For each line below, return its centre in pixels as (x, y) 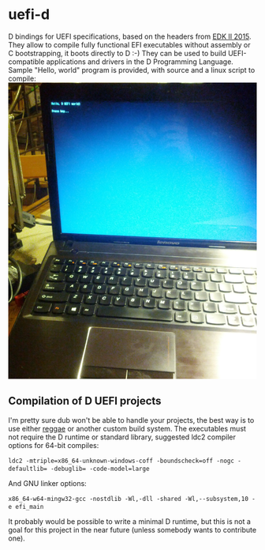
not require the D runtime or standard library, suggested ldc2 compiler (122, 437)
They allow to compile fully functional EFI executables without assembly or (129, 44)
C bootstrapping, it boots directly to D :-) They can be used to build (118, 53)
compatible (26, 62)
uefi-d (29, 15)
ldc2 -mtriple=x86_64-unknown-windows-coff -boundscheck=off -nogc (121, 461)
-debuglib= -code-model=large (100, 469)
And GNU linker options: (47, 483)
